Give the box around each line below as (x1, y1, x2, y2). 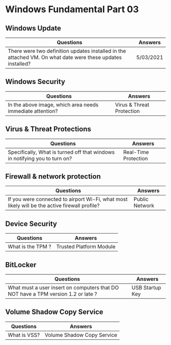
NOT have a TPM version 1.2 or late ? (8, 291, 98, 298)
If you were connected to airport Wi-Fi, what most (8, 196, 128, 203)
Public (133, 196, 149, 203)
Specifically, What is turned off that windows (8, 149, 115, 156)
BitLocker (5, 261, 37, 269)
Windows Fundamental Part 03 (5, 4, 139, 15)
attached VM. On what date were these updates (8, 54, 122, 61)
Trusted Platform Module (56, 243, 116, 250)
